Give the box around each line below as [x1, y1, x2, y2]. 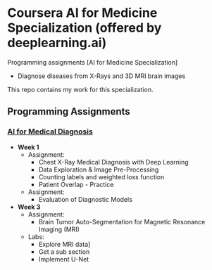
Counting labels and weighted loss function [38, 172, 165, 181]
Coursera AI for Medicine [7, 5, 158, 21]
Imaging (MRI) [38, 225, 80, 233]
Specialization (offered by [7, 20, 162, 36]
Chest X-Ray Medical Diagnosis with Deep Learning [38, 157, 189, 166]
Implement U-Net [38, 255, 89, 263]
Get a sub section [38, 247, 90, 256]
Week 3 [17, 202, 41, 211]
